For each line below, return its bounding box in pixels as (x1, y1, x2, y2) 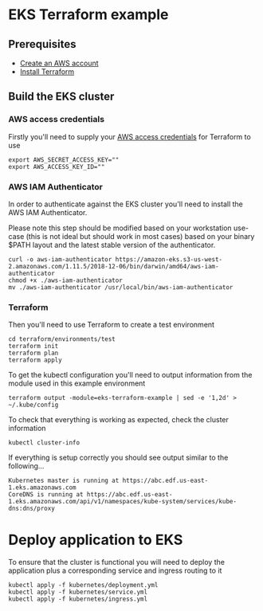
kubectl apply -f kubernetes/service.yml (8, 588, 148, 597)
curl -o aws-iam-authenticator (8, 255, 112, 264)
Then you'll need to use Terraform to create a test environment (8, 320, 215, 330)
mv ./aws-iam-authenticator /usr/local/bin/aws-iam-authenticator (8, 283, 234, 292)
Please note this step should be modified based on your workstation (8, 223, 233, 233)
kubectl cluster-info (8, 439, 80, 447)
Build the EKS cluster (8, 90, 115, 104)
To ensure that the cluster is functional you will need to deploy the (8, 558, 226, 567)
